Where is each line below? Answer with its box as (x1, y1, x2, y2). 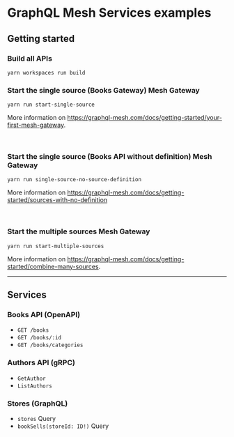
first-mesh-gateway (7, 121, 64, 130)
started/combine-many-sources (7, 262, 99, 270)
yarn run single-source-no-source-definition (7, 176, 141, 183)
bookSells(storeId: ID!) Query (17, 422, 109, 430)
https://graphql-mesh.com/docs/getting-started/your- (67, 114, 223, 122)
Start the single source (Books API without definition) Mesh (7, 152, 212, 162)
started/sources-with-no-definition (7, 196, 108, 204)
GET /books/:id (17, 335, 62, 342)
